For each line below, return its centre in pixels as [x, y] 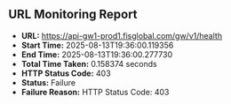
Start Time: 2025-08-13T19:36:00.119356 [97, 45]
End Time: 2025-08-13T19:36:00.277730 [97, 54]
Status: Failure [48, 82]
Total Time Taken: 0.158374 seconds [89, 63]
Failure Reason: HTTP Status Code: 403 [95, 92]
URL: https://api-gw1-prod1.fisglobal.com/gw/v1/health [122, 35]
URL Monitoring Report [73, 15]
